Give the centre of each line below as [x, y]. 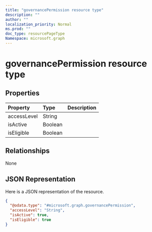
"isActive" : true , [30, 215]
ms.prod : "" [18, 29]
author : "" [17, 19]
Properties [22, 93]
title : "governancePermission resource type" [54, 10]
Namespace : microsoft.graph [35, 39]
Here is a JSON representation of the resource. [55, 191]
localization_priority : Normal [39, 24]
